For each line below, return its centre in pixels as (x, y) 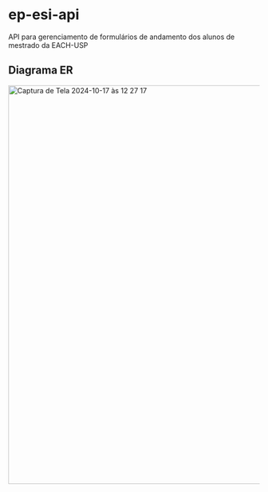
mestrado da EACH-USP (48, 45)
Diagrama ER (41, 71)
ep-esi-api (44, 15)
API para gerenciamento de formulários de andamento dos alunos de (122, 37)
